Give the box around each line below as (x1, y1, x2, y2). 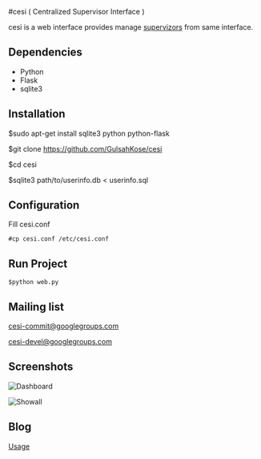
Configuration (8, 198, 80, 212)
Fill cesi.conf (8, 220, 50, 229)
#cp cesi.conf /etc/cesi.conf (8, 235, 110, 243)
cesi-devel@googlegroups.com (8, 337, 112, 347)
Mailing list (8, 300, 64, 314)
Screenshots (8, 360, 74, 374)
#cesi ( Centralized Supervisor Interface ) (8, 7, 146, 16)
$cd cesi (8, 160, 38, 169)
